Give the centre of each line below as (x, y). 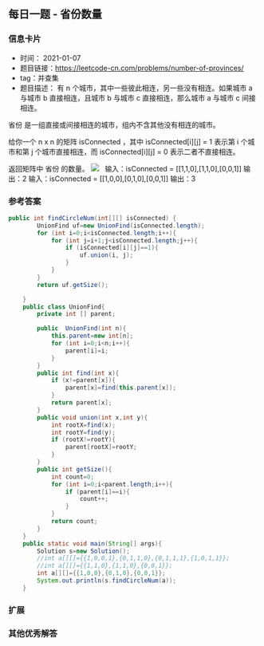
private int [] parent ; (76, 314)
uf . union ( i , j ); (106, 255)
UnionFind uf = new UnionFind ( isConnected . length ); (121, 226)
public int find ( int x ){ (78, 373)
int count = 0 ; (72, 477)
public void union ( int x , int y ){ (93, 417)
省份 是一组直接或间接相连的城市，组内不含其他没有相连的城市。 (114, 124)
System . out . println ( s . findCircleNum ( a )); (107, 581)
